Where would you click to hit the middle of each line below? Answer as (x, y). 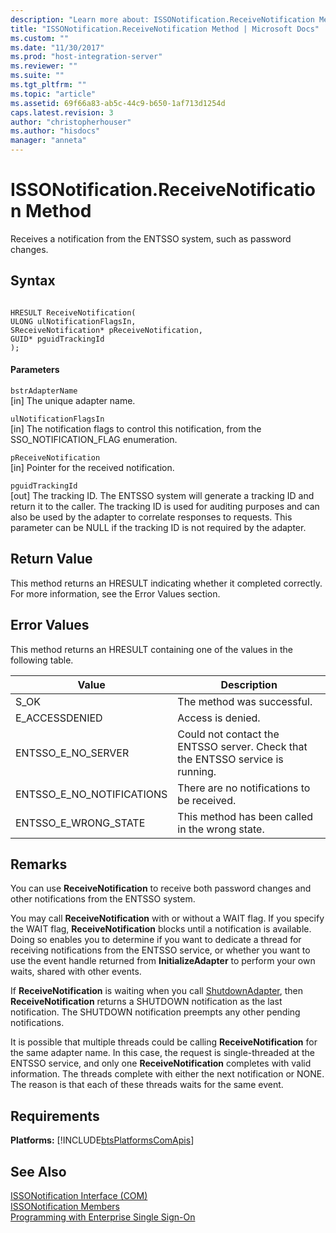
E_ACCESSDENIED (59, 718)
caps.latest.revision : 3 (62, 112)
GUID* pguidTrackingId (57, 339)
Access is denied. (219, 718)
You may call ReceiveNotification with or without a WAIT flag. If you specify (167, 918)
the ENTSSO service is (230, 759)
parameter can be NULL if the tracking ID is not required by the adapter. (158, 527)
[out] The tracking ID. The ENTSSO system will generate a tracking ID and (162, 495)
